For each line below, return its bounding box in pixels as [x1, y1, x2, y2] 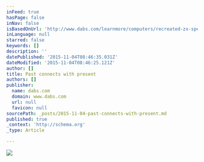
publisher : [6, 83, 34, 89]
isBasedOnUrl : [6, 25, 42, 32]
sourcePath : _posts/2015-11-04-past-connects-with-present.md [6, 110, 167, 116]
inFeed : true [6, 8, 39, 15]
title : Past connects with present [6, 71, 97, 77]
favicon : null [12, 104, 47, 111]
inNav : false [6, 20, 39, 26]
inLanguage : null [6, 32, 50, 38]
